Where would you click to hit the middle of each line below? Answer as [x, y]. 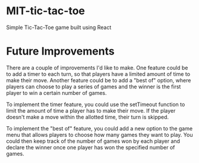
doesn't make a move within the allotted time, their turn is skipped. [88, 117]
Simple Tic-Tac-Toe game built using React [59, 27]
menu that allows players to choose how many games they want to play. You [99, 135]
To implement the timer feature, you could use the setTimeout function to [96, 104]
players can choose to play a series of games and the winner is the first [94, 87]
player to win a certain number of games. [56, 92]
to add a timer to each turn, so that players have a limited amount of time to [98, 74]
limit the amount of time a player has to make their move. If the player [91, 110]
